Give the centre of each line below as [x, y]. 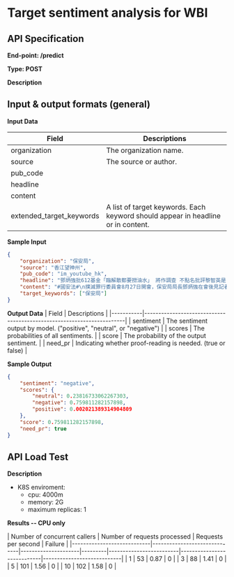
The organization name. [145, 150]
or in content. [128, 224]
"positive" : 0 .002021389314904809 [82, 409]
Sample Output [30, 364]
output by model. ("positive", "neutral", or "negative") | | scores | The [106, 328]
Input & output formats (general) [79, 104]
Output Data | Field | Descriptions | [57, 313]
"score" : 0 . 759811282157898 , [62, 422]
